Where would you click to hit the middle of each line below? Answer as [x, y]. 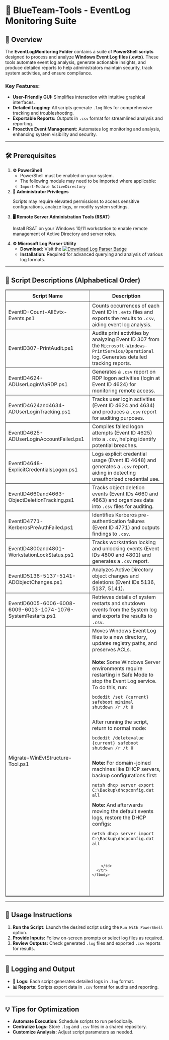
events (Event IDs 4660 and [125, 494]
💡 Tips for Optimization [42, 1010]
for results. [24, 948]
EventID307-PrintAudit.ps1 [41, 348]
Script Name [48, 295]
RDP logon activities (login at [126, 378]
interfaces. [24, 102]
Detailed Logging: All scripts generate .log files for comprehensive [82, 108]
